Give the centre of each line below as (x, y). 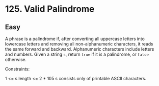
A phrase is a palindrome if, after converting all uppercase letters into (75, 39)
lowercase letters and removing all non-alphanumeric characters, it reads (79, 44)
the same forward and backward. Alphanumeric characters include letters (80, 49)
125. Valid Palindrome (50, 9)
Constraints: (17, 69)
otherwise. (16, 59)
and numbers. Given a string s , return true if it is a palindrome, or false (77, 54)
